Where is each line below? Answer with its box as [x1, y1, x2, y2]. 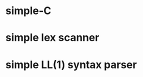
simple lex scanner [5, 31, 100, 45]
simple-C [5, 4, 52, 18]
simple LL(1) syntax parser [5, 58, 137, 71]
